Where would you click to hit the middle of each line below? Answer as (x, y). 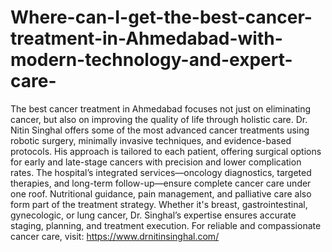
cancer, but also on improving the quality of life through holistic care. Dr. (159, 119)
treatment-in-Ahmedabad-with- (146, 38)
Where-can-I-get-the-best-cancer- (161, 17)
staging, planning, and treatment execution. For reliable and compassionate (166, 225)
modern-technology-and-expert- (151, 60)
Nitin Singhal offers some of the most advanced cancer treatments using (160, 130)
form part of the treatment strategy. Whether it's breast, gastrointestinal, (159, 204)
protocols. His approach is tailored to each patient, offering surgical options (166, 151)
